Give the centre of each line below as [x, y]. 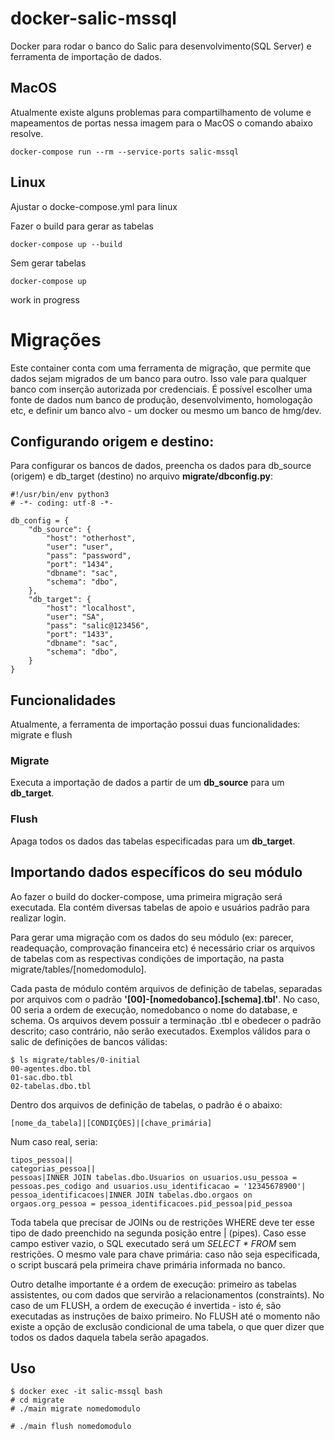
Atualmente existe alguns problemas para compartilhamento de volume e [161, 112]
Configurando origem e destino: [112, 441]
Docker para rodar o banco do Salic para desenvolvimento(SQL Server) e [161, 46]
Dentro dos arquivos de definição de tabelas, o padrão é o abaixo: [146, 1104]
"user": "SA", [75, 617]
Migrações [56, 339]
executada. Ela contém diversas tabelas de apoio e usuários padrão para [160, 907]
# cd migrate [37, 1400]
